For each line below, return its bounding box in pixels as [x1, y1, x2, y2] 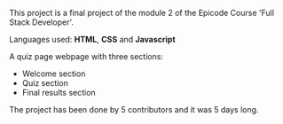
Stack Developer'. [9, 17, 74, 27]
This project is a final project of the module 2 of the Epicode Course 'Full [9, 8, 275, 18]
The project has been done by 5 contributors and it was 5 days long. [9, 105, 259, 114]
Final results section [21, 88, 96, 97]
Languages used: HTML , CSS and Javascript [9, 35, 176, 44]
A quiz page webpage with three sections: [9, 51, 164, 61]
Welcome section [21, 68, 86, 79]
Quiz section [21, 78, 69, 88]
